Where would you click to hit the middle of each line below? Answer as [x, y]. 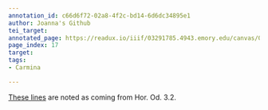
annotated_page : [35, 38]
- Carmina [25, 68]
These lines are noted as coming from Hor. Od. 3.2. [93, 97]
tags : [17, 61]
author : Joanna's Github [49, 23]
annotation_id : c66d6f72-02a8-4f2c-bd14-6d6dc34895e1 [100, 16]
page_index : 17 [33, 45]
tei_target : [28, 30]
